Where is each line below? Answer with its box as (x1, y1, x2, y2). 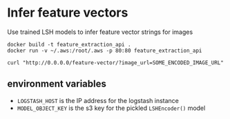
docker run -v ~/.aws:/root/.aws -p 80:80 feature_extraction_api (7, 47, 202, 54)
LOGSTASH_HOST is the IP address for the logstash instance (17, 96, 180, 104)
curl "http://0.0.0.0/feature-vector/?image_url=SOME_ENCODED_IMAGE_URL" (7, 59, 224, 66)
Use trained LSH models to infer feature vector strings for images (7, 28, 193, 36)
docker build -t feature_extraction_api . (7, 41, 131, 48)
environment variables (7, 78, 107, 90)
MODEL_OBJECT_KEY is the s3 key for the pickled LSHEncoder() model (17, 104, 206, 112)
